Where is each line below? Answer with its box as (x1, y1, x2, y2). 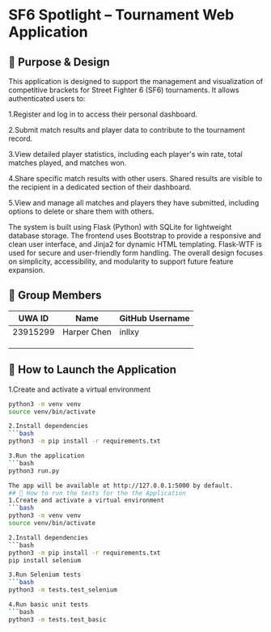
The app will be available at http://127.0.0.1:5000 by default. (8, 481, 233, 490)
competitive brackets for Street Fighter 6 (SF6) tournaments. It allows (8, 85, 240, 95)
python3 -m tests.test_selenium (8, 586, 117, 594)
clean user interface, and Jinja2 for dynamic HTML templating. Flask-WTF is (8, 240, 263, 248)
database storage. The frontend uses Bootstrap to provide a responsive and (8, 231, 261, 240)
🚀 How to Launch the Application (8, 363, 176, 377)
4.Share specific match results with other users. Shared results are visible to (8, 174, 263, 183)
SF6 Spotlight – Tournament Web (8, 6, 235, 24)
